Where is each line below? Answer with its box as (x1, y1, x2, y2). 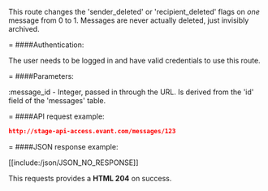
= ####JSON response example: (8, 141, 119, 151)
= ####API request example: (8, 111, 105, 121)
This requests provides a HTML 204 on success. (8, 173, 172, 183)
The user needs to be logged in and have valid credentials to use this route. (8, 56, 262, 65)
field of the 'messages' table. (8, 96, 106, 105)
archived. (8, 24, 40, 33)
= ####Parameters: (8, 72, 75, 80)
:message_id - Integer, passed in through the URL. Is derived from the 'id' (8, 87, 254, 97)
